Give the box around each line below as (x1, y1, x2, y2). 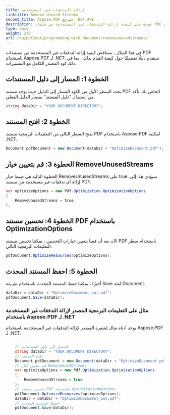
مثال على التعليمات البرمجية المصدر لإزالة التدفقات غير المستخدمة (6, 307, 148, 314)
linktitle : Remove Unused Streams (6, 12, 79, 17)
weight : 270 (6, 31, 31, 36)
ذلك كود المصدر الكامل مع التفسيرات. (6, 60, 76, 66)
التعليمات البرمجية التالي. (6, 243, 52, 249)
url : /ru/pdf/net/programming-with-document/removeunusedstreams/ (6, 36, 148, 41)
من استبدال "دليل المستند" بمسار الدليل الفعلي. (6, 94, 95, 100)
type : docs (6, 26, 29, 31)
